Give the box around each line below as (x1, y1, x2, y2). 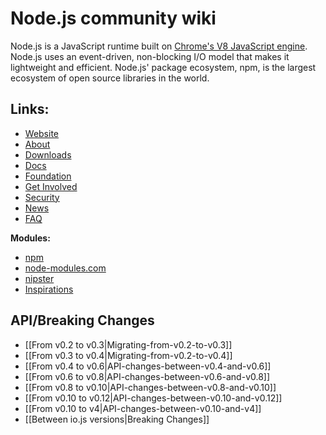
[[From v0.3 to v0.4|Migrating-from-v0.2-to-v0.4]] (24, 349, 233, 361)
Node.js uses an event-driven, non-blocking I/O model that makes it (10, 50, 290, 62)
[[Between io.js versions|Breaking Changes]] (24, 413, 210, 425)
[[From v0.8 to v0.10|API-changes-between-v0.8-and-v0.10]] (24, 381, 277, 393)
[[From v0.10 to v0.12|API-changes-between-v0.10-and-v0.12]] (24, 392, 283, 404)
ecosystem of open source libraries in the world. (10, 72, 210, 84)
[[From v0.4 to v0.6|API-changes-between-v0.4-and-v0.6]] (24, 360, 272, 372)
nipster (24, 272, 55, 284)
